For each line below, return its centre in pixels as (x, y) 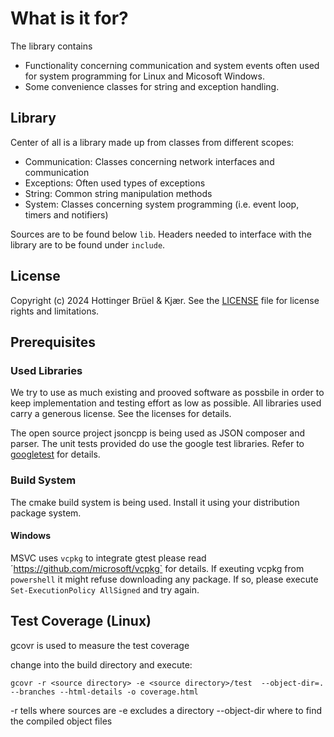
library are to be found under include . (88, 244)
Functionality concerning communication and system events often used (172, 65)
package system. (46, 513)
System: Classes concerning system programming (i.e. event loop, (162, 204)
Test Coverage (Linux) (81, 621)
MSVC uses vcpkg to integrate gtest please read (108, 558)
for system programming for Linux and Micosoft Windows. (144, 76)
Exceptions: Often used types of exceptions (115, 183)
